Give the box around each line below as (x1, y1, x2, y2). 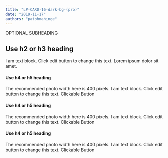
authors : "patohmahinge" (5, 16, 57, 21)
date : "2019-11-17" (5, 12, 46, 17)
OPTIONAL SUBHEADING (5, 30, 58, 36)
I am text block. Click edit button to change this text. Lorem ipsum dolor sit (5, 58, 159, 64)
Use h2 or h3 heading (5, 44, 74, 53)
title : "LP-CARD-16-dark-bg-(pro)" (5, 7, 80, 12)
